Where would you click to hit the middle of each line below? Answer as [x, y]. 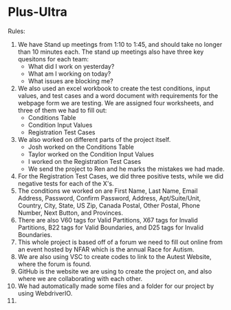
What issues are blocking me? [70, 81]
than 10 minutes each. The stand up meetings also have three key [111, 52]
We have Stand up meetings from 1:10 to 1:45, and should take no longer [120, 44]
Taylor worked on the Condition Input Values [91, 154]
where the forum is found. [54, 264]
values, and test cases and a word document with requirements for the [118, 95]
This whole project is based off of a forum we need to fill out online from [120, 242]
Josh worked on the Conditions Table [81, 147]
